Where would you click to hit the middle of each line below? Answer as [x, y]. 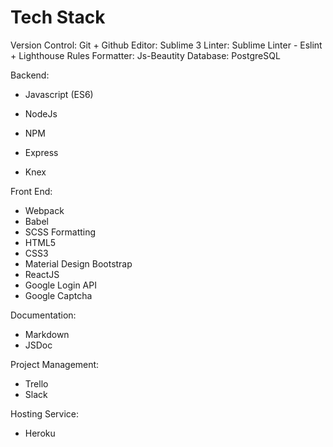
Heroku [40, 433]
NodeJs [41, 113]
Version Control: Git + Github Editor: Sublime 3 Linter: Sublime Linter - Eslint [166, 45]
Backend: [30, 75]
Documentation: [43, 315]
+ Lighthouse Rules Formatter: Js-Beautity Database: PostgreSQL [145, 55]
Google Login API [60, 285]
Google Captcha [58, 295]
